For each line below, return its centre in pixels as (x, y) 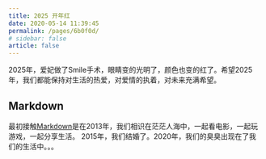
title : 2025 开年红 (39, 16)
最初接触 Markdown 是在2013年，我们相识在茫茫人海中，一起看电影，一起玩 (133, 126)
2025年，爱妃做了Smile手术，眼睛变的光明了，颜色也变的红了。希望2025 (131, 70)
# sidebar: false (38, 38)
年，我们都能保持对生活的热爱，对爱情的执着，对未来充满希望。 (114, 80)
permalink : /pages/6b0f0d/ (54, 31)
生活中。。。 (40, 146)
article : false (34, 46)
